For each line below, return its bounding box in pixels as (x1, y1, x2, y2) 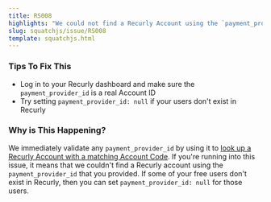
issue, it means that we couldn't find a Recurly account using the (8, 160, 224, 170)
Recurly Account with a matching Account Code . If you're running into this (8, 151, 256, 161)
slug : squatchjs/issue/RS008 (8, 27, 106, 35)
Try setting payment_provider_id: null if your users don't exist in (19, 96, 236, 105)
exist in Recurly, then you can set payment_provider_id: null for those (8, 177, 243, 187)
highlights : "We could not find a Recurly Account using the (8, 19, 219, 27)
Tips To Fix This (8, 61, 72, 72)
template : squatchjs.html (8, 34, 95, 43)
